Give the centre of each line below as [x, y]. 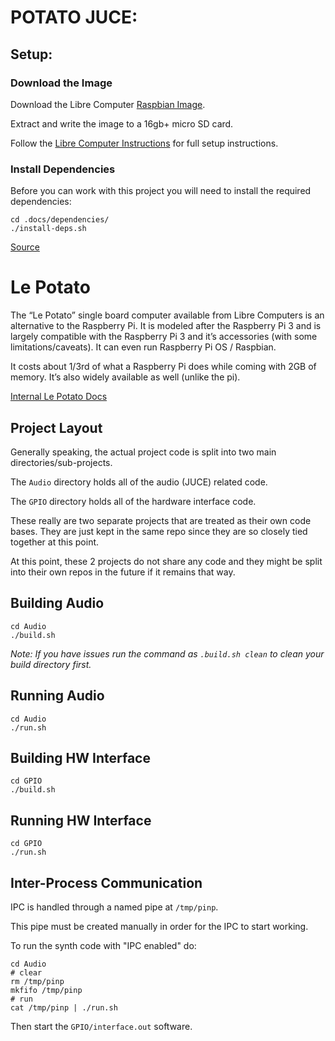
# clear [26, 972]
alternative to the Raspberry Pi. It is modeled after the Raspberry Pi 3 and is [166, 326]
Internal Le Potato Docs [59, 397]
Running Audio [57, 696]
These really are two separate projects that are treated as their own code [161, 520]
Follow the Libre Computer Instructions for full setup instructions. [144, 143]
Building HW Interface [80, 757]
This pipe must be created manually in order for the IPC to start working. [159, 926]
